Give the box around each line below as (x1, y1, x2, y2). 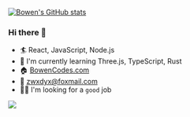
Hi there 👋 (8, 27, 47, 38)
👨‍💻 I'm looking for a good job (19, 85, 112, 94)
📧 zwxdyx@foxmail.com (19, 77, 99, 86)
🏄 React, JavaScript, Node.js (19, 46, 115, 55)
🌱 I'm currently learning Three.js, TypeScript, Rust (19, 57, 183, 66)
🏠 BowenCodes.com (19, 65, 90, 75)
